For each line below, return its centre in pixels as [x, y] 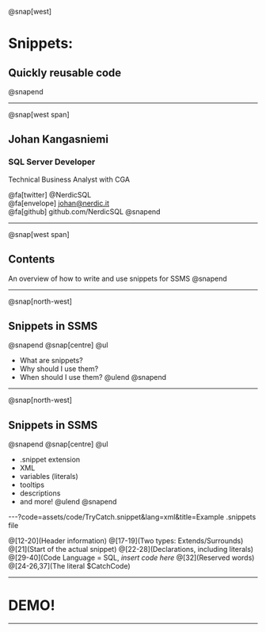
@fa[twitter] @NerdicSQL [50, 194]
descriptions [40, 493]
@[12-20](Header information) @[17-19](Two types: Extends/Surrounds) [126, 541]
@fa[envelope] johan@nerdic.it [59, 203]
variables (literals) [49, 477]
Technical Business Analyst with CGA [69, 179]
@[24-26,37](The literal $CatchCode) [69, 566]
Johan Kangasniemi [59, 139]
